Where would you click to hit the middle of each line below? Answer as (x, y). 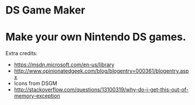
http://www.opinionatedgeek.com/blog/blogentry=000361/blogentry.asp (101, 71)
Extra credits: (22, 53)
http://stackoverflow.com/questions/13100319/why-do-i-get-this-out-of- (101, 90)
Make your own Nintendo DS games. (96, 37)
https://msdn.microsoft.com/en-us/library (64, 65)
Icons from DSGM (35, 83)
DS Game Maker (45, 10)
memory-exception (37, 96)
